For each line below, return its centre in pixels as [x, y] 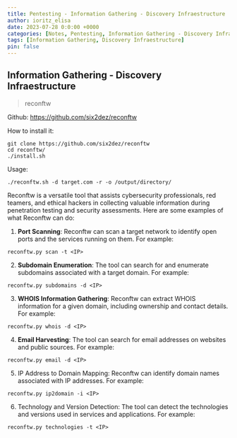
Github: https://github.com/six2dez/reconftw [72, 117]
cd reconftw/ [26, 150]
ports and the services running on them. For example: [96, 239]
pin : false [23, 47]
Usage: [18, 169]
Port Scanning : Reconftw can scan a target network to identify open [117, 231]
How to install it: [31, 131]
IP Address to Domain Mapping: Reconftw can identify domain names [119, 373]
